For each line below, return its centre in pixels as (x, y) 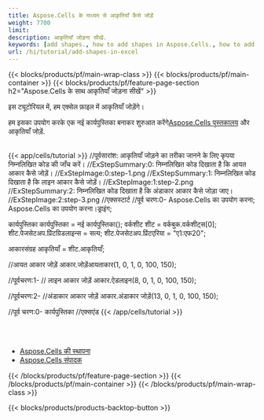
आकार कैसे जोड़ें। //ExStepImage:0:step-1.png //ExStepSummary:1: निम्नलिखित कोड (132, 173)
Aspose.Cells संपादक (51, 360)
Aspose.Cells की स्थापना (55, 351)
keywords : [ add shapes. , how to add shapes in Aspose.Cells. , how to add (132, 45)
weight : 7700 (29, 23)
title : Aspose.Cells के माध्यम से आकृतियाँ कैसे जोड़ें (81, 15)
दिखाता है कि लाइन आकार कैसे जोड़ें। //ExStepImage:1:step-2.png (101, 182)
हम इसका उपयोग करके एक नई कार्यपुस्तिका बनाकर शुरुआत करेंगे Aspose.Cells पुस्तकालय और (129, 122)
